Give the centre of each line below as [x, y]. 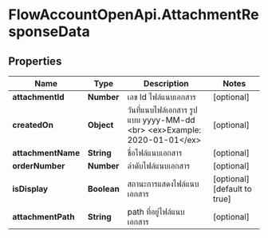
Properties [35, 61]
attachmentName [46, 153]
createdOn [33, 125]
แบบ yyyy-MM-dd [161, 120]
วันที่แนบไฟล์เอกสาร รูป [162, 110]
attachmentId [39, 97]
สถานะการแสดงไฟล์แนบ [163, 184]
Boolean [103, 189]
